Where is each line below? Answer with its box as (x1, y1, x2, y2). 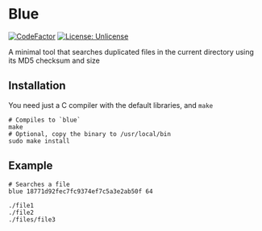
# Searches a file (8, 180, 70, 188)
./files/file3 (8, 215, 56, 224)
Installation (8, 79, 66, 93)
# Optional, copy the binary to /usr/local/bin (8, 130, 172, 138)
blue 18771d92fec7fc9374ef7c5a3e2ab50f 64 (8, 187, 153, 196)
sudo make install (8, 137, 70, 145)
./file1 (8, 201, 35, 209)
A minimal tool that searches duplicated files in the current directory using (8, 47, 254, 56)
